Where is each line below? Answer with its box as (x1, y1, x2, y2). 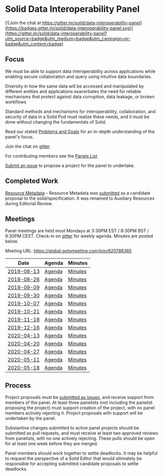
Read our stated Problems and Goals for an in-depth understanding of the (5, 129, 155, 134)
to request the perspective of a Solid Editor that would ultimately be (5, 456, 142, 462)
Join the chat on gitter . (5, 143, 51, 149)
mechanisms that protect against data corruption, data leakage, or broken (5, 93, 155, 99)
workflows (5, 99, 27, 105)
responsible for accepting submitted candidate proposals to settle (5, 461, 139, 467)
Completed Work (5, 177, 58, 185)
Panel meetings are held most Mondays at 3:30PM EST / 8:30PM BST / (5, 228, 149, 234)
